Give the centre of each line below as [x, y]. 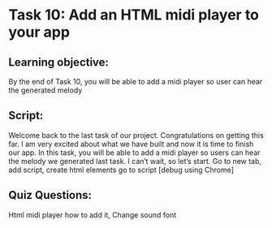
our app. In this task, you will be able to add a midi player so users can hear [135, 153]
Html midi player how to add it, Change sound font [93, 215]
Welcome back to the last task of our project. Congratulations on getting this [136, 135]
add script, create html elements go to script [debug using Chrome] [121, 170]
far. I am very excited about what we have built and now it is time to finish [131, 144]
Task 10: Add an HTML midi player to [134, 15]
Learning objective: [59, 62]
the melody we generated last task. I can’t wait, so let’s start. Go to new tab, [135, 161]
